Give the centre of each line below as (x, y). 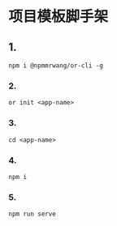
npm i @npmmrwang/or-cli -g (56, 66)
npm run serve (32, 214)
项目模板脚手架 (58, 17)
